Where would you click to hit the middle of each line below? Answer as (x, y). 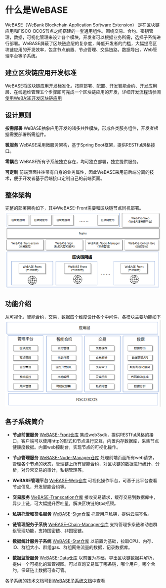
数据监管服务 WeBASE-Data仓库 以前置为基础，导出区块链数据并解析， (84, 558)
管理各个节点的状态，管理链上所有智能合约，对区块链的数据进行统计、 (84, 464)
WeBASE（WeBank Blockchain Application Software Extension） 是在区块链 (82, 25)
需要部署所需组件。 (29, 134)
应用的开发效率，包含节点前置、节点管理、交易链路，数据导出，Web (83, 49)
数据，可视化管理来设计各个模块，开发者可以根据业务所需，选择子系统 (85, 37)
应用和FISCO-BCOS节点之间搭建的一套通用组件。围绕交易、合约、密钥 (77, 31)
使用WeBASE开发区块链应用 (34, 98)
